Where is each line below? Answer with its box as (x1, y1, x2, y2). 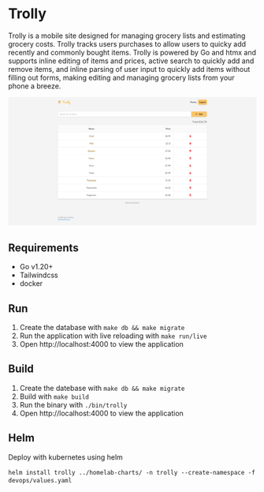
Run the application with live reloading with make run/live (19, 331, 207, 340)
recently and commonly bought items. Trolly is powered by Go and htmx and (8, 47, 256, 57)
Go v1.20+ (19, 262, 54, 272)
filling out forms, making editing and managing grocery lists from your (8, 73, 235, 82)
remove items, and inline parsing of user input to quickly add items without (8, 64, 251, 73)
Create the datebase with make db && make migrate (19, 383, 185, 392)
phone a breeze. (8, 81, 61, 91)
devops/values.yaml (8, 476, 73, 484)
